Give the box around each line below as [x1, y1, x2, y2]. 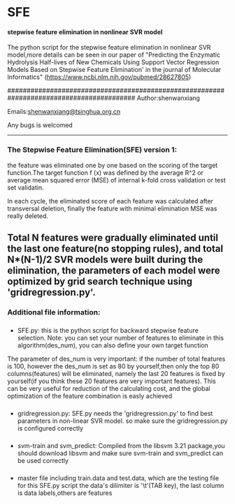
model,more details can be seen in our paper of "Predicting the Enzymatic [7, 50, 220, 59]
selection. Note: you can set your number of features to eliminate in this [17, 333, 224, 342]
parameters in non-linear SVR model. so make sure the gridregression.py [17, 417, 228, 425]
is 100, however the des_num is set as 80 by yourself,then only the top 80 [7, 361, 220, 370]
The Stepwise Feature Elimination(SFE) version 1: [7, 145, 177, 154]
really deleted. [7, 211, 49, 220]
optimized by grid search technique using [7, 275, 192, 287]
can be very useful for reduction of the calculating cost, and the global [7, 384, 211, 392]
